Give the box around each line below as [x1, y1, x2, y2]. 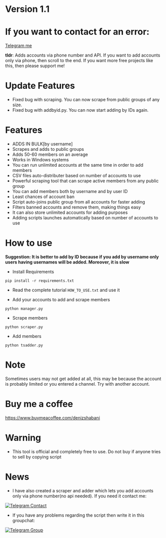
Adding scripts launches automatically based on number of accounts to [12, 215, 159, 220]
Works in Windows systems [12, 157, 69, 162]
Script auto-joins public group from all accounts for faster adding [12, 199, 145, 204]
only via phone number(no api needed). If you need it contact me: [12, 493, 147, 499]
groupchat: [12, 517, 35, 523]
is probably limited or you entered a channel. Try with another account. [5, 381, 150, 387]
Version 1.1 [5, 3, 50, 15]
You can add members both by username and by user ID [12, 189, 128, 194]
